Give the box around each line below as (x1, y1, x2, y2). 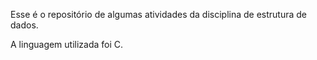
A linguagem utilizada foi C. (10, 39, 124, 50)
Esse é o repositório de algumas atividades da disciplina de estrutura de (10, 9, 308, 20)
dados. (10, 19, 39, 31)
